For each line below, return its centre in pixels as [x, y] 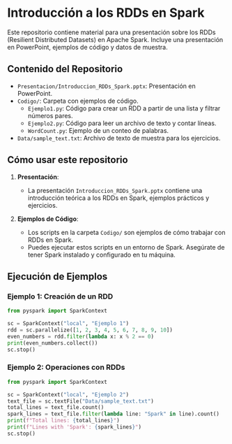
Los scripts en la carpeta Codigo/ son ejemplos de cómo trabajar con [126, 232]
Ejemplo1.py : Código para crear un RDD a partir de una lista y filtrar [124, 108]
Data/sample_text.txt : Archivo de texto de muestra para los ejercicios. [119, 138]
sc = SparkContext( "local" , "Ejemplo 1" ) [68, 324]
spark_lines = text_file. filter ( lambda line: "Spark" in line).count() [113, 414]
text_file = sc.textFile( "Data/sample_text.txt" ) [81, 401]
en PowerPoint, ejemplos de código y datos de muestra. [88, 47]
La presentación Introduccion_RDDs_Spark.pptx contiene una [115, 190]
